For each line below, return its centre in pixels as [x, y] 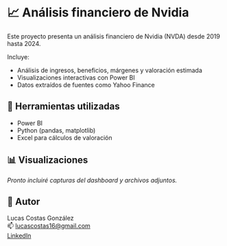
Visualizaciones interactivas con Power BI [76, 77]
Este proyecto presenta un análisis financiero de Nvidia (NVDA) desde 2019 [114, 36]
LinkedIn [19, 236]
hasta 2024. [24, 43]
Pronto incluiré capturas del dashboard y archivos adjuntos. [92, 180]
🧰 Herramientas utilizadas [63, 107]
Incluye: [18, 57]
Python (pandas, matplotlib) [56, 130]
